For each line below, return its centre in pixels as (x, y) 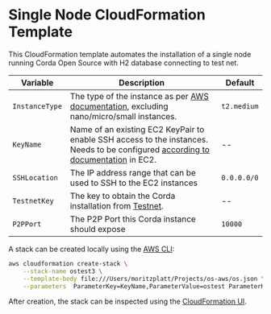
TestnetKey (33, 200)
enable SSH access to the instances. (139, 139)
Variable (37, 82)
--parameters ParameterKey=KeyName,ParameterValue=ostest (124, 286)
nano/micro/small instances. (123, 116)
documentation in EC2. (113, 159)
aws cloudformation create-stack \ (68, 263)
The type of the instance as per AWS (140, 96)
